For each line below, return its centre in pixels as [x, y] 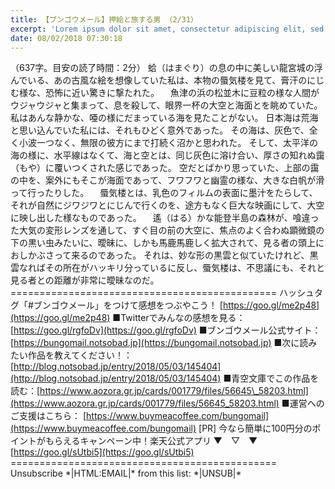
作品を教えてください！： [80, 355]
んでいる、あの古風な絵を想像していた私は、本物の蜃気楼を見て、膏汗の [159, 80]
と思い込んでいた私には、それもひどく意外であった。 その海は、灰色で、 [160, 130]
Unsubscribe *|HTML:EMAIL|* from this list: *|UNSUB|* [126, 473]
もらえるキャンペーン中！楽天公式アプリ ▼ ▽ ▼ [151, 441]
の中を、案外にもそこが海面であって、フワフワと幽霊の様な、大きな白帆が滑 [167, 180]
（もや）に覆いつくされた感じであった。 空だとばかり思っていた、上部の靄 [165, 168]
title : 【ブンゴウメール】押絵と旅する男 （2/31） [104, 19]
